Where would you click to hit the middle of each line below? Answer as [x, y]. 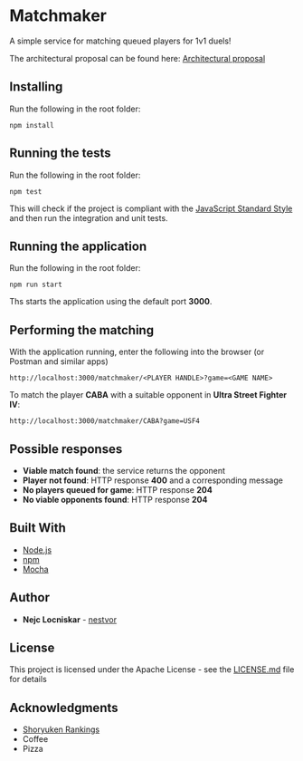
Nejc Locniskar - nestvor [70, 619]
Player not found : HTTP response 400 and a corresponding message [152, 480]
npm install [32, 125]
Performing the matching [82, 330]
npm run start [36, 285]
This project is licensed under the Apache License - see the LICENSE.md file [152, 669]
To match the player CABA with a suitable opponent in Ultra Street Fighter [148, 395]
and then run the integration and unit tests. [89, 217]
